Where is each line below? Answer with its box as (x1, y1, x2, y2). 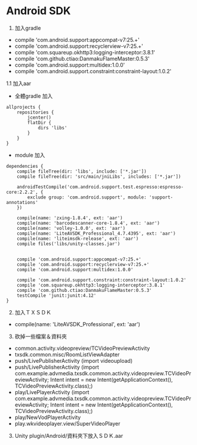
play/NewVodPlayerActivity (14, 414, 81, 421)
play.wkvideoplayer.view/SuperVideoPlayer (14, 420, 121, 427)
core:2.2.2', (6, 189, 38, 195)
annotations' (6, 199, 38, 205)
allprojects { (6, 104, 41, 110)
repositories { (17, 109, 54, 115)
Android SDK (6, 4, 71, 18)
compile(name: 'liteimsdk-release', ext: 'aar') (17, 235, 139, 242)
